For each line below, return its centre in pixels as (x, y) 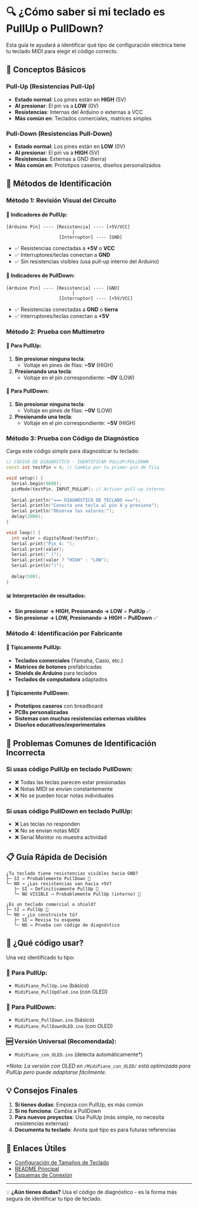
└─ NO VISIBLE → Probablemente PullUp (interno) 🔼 (77, 894)
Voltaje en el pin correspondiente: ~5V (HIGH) (80, 423)
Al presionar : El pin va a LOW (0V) (57, 106)
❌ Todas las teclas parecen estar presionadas (70, 782)
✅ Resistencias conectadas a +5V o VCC (65, 248)
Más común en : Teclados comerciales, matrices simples (83, 118)
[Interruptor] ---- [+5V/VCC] (96, 298)
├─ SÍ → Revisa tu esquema (47, 920)
